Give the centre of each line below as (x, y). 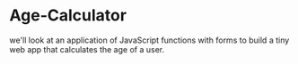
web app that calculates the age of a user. (87, 49)
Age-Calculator (68, 16)
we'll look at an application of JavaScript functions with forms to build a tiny (149, 40)
